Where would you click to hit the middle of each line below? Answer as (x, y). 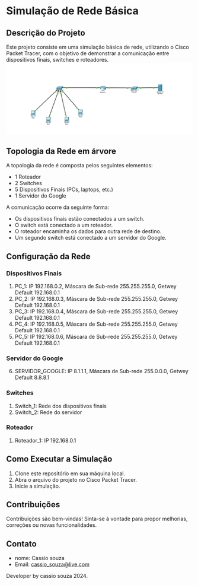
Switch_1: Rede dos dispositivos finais (60, 406)
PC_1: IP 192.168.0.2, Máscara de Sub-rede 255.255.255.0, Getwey (95, 286)
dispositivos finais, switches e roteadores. (58, 60)
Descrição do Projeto (46, 33)
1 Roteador (28, 177)
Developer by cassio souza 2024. (47, 576)
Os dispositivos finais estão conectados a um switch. (79, 219)
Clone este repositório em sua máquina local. (70, 473)
